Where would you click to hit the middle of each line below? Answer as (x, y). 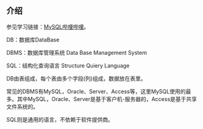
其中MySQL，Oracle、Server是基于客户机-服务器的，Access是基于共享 (107, 99)
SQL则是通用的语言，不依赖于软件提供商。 (60, 119)
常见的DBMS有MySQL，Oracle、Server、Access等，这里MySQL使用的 (96, 91)
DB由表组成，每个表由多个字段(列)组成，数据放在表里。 (76, 78)
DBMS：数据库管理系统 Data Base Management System (77, 52)
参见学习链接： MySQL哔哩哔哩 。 (48, 27)
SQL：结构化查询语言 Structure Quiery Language (68, 65)
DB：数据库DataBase (33, 40)
